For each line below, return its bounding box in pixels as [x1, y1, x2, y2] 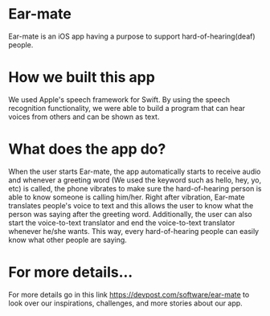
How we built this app [8, 68, 155, 87]
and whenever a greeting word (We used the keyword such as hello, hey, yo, [8, 174, 262, 185]
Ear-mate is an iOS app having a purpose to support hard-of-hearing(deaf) [8, 31, 256, 41]
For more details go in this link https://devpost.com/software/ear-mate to [8, 289, 250, 299]
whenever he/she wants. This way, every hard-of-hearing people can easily [8, 226, 260, 236]
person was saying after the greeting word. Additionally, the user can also [8, 209, 252, 219]
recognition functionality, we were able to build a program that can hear [8, 103, 246, 113]
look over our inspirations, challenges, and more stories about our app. [8, 298, 243, 308]
